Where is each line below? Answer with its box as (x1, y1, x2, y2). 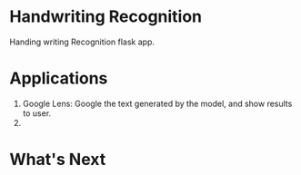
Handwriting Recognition (9, 6, 203, 27)
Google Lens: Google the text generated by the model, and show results (22, 98, 293, 109)
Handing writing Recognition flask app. (9, 36, 155, 47)
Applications (9, 68, 108, 89)
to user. (22, 107, 52, 119)
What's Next (9, 150, 106, 170)
